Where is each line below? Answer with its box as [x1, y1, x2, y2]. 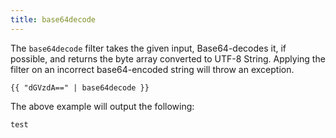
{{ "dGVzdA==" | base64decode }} [10, 82, 150, 93]
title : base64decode [10, 14, 97, 25]
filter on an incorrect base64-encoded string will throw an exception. [10, 63, 295, 75]
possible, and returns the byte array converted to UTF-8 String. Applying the [10, 52, 326, 65]
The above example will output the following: [10, 100, 195, 112]
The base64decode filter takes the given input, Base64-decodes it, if [10, 42, 287, 54]
